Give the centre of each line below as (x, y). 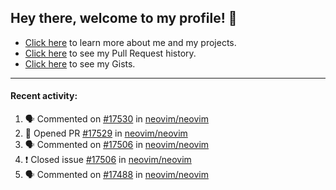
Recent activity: (44, 96)
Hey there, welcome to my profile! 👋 (124, 18)
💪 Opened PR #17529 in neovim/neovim (106, 133)
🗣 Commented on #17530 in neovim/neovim (117, 119)
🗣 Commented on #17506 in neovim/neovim (117, 145)
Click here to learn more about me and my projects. (130, 42)
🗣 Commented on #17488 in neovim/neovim (116, 175)
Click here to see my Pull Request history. (110, 53)
